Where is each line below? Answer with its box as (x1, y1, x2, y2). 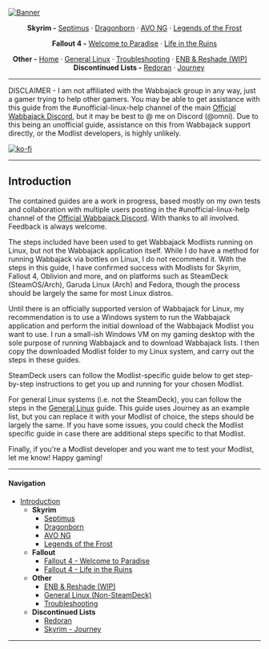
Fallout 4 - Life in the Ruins (43, 565, 133, 574)
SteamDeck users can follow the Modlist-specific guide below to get (8, 370, 235, 380)
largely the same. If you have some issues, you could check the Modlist (8, 420, 244, 429)
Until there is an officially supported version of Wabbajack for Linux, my (8, 303, 244, 313)
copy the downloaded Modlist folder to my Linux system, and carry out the (8, 346, 255, 356)
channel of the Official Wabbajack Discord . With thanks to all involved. (8, 213, 240, 222)
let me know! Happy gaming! (8, 452, 102, 462)
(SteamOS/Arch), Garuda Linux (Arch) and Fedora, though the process (8, 279, 241, 289)
